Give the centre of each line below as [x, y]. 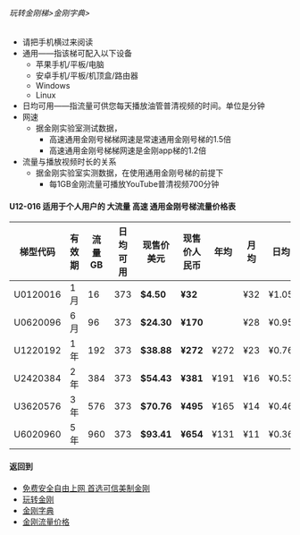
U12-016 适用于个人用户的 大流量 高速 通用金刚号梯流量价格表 [123, 206]
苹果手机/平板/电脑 [70, 64]
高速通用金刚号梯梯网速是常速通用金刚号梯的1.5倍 [140, 140]
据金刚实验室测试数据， [79, 128]
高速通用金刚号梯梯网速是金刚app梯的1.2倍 [128, 150]
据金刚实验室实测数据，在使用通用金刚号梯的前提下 [129, 173]
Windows [53, 86]
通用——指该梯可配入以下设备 [77, 54]
